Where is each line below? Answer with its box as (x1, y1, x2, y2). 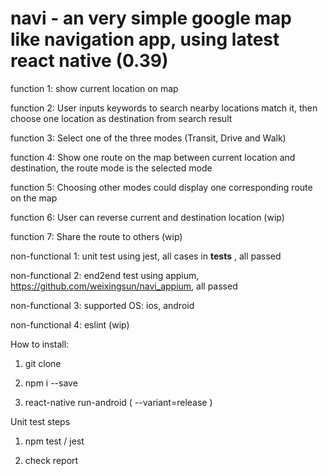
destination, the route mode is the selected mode (10, 162, 213, 174)
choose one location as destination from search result (10, 112, 233, 124)
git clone (24, 357, 62, 369)
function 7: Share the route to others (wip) (10, 230, 183, 242)
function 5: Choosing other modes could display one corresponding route (10, 181, 313, 193)
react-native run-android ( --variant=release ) (24, 396, 213, 408)
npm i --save (24, 377, 78, 389)
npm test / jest (24, 435, 85, 447)
